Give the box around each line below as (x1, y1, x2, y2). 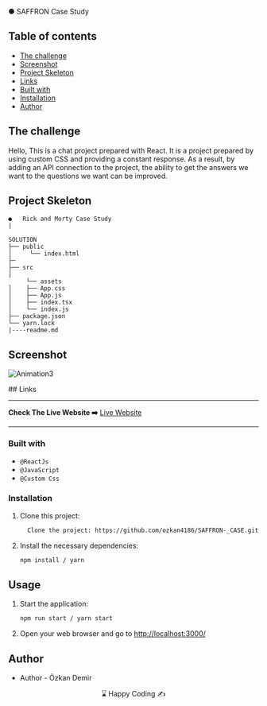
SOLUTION (8, 236, 37, 244)
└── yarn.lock (8, 320, 56, 328)
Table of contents (8, 29, 97, 43)
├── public (8, 242, 44, 251)
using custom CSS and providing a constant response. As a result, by (8, 154, 235, 164)
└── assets (25, 277, 62, 285)
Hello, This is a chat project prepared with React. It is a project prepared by (8, 145, 254, 155)
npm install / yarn (19, 556, 85, 564)
